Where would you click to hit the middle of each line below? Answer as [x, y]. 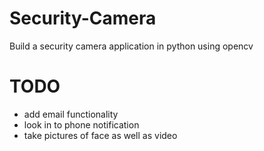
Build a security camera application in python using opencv [131, 46]
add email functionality [71, 114]
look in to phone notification [81, 124]
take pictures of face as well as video [100, 135]
